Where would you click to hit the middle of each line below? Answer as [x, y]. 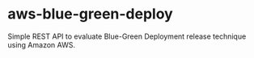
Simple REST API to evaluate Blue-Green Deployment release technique [127, 36]
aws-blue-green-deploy [90, 14]
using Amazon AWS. [42, 44]
